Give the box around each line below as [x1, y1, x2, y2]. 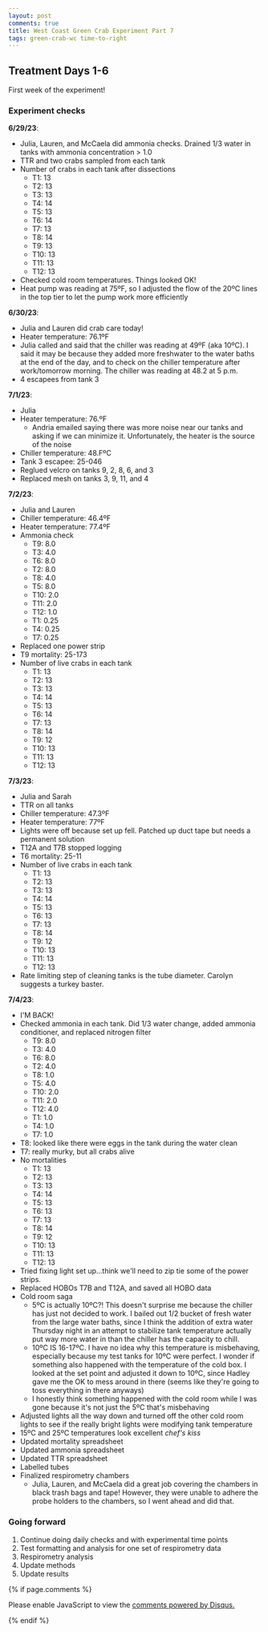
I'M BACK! [19, 1010, 55, 1020]
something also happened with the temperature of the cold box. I [31, 1360, 247, 1370]
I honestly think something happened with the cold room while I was [31, 1394, 258, 1404]
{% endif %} [8, 1615, 50, 1625]
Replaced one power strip [19, 641, 106, 651]
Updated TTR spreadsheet [19, 1454, 108, 1464]
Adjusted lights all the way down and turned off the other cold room [19, 1411, 244, 1421]
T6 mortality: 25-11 [19, 851, 82, 861]
